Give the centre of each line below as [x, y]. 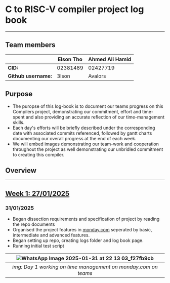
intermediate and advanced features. [51, 235]
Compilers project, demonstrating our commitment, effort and [77, 111]
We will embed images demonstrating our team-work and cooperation [86, 144]
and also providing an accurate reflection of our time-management [95, 117]
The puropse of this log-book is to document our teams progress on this [88, 106]
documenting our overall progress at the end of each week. [74, 138]
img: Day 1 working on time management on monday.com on [85, 267]
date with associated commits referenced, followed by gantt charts [82, 133]
